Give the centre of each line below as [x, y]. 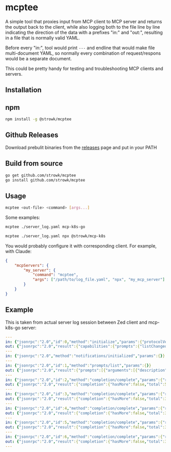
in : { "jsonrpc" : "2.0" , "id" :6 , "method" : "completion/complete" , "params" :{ [84, 437]
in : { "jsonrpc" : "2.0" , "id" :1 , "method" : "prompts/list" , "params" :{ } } [78, 365]
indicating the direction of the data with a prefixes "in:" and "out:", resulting [84, 32]
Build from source [34, 163]
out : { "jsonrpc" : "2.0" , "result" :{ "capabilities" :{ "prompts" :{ [73, 347]
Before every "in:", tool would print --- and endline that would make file [80, 48]
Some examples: [23, 218]
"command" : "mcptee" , [55, 275]
